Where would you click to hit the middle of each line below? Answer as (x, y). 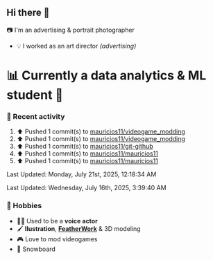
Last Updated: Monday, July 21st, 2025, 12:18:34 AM (82, 174)
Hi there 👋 (28, 13)
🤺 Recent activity (36, 116)
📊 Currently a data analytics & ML (106, 75)
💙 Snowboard (36, 249)
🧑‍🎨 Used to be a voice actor (57, 221)
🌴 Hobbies (24, 206)
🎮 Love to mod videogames (57, 239)
